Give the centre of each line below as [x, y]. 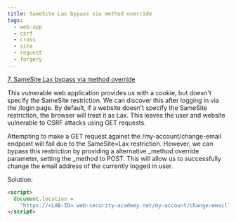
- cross [25, 40]
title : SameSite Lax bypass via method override [80, 14]
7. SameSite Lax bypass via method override [71, 79]
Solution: [20, 179]
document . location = [44, 199]
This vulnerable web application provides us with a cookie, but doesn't [110, 92]
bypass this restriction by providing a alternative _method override [103, 151]
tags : [15, 20]
